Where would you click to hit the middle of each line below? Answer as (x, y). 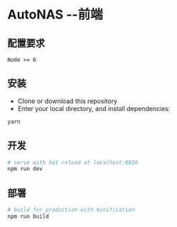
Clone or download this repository (68, 101)
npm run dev (25, 169)
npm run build (28, 216)
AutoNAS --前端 (55, 15)
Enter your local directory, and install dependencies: (94, 108)
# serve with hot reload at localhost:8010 (73, 162)
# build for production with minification (71, 210)
